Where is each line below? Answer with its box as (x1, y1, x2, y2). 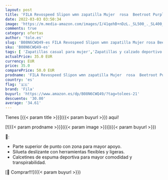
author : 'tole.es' (5, 36, 43, 41)
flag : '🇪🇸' (5, 82, 30, 87)
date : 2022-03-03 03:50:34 (5, 17, 61, 22)
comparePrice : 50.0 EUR (5, 68, 55, 73)
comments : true (5, 26, 37, 31)
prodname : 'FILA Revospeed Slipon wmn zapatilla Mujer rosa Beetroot (5, 73, 157, 78)
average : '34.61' (5, 101, 41, 106)
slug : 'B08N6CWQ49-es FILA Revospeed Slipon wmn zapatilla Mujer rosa (5, 40, 155, 45)
